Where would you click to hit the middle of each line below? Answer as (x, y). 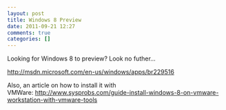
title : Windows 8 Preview (44, 20)
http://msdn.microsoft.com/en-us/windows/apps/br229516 (91, 72)
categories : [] (29, 39)
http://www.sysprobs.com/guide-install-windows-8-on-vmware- (127, 93)
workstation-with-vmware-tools (52, 100)
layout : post (26, 13)
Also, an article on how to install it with (62, 85)
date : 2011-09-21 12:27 (41, 26)
